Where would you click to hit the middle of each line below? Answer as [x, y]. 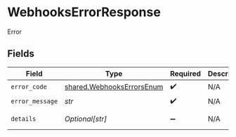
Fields [21, 54]
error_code [29, 87]
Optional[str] [86, 119]
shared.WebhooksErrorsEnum [114, 87]
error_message [34, 102]
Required [185, 73]
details [24, 119]
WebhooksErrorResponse [84, 12]
